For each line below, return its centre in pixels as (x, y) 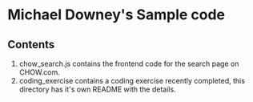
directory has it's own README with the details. (98, 89)
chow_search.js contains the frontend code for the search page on (129, 63)
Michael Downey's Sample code (116, 15)
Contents (31, 45)
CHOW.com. (40, 72)
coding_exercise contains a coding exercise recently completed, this (132, 81)
